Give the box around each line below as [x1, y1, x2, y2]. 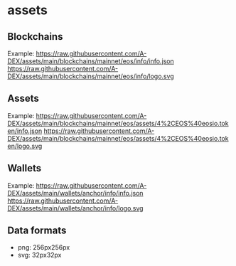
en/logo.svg [7, 142, 43, 150]
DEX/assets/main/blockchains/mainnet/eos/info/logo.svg [7, 72, 174, 80]
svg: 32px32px [17, 251, 62, 260]
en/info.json [7, 127, 43, 135]
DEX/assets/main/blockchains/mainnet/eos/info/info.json [7, 57, 174, 65]
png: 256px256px [17, 243, 70, 252]
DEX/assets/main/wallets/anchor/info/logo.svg [7, 203, 144, 212]
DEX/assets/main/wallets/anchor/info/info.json [7, 188, 144, 197]
